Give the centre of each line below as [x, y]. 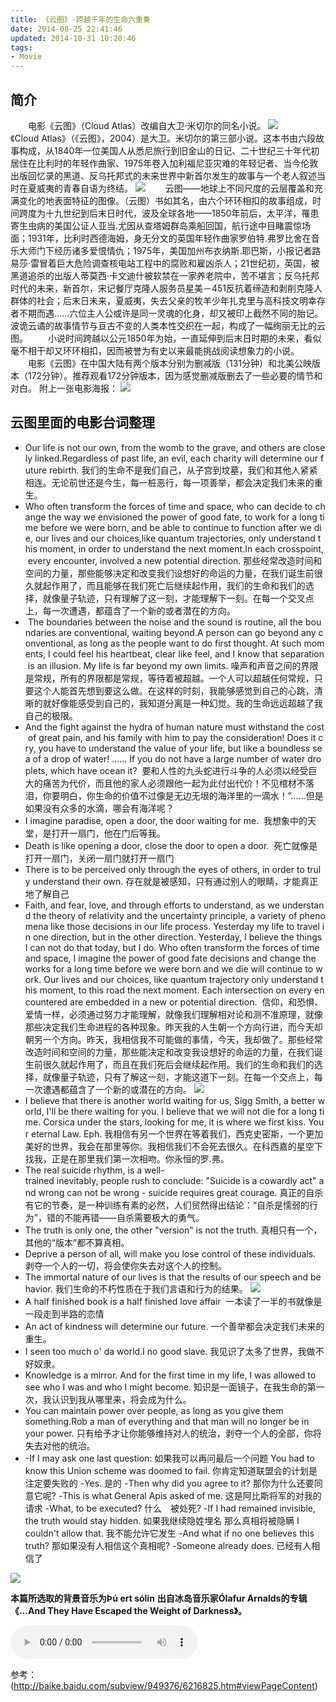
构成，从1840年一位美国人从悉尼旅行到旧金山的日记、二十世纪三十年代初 [169, 150]
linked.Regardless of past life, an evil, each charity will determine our [176, 458]
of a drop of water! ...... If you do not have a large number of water [169, 758]
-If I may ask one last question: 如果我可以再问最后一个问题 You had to [169, 1458]
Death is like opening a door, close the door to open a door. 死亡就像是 [171, 845]
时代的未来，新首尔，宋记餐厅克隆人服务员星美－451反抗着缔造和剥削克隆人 [166, 288]
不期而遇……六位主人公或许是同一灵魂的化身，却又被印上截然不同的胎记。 [171, 313]
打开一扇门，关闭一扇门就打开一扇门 [99, 858]
